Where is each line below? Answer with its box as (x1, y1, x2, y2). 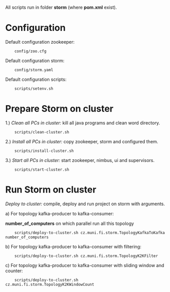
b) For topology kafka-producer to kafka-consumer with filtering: (5, 243, 141, 249)
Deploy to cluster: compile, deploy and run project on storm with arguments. (5, 201, 165, 207)
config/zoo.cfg (14, 48, 47, 54)
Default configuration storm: (5, 57, 65, 63)
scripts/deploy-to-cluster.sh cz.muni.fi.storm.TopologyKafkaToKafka (14, 230, 165, 235)
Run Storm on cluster (5, 184, 97, 196)
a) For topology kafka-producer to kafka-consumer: (5, 210, 114, 216)
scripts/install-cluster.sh (14, 148, 74, 153)
